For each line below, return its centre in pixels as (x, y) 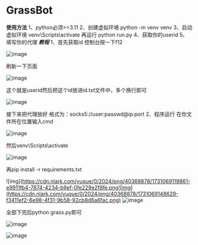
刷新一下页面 (22, 66)
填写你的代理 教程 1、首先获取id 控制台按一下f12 (64, 42)
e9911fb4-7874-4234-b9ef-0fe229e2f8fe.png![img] (69, 187)
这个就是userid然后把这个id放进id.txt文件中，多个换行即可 (77, 90)
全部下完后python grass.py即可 (44, 212)
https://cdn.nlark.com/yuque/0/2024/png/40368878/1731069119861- (106, 181)
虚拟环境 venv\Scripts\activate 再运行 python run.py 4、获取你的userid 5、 (97, 35)
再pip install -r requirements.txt (44, 169)
